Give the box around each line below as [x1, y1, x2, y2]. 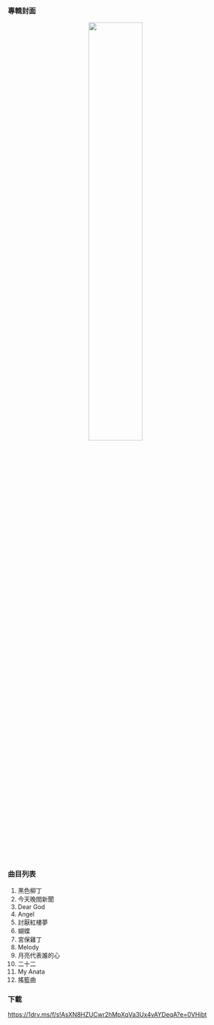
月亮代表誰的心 [17, 951, 60, 959]
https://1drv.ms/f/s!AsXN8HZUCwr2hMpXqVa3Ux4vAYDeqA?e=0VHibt [8, 1010, 207, 1018]
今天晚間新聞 [17, 895, 54, 903]
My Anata [17, 967, 45, 976]
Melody [17, 943, 40, 951]
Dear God [17, 902, 45, 910]
